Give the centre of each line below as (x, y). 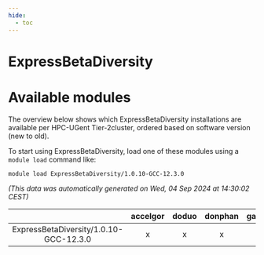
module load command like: (52, 159)
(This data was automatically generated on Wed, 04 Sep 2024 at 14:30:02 (129, 188)
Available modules (70, 97)
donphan (222, 216)
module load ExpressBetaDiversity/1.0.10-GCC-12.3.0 (96, 173)
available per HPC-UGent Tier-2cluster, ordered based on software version (129, 127)
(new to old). (29, 136)
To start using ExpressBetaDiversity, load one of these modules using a (124, 151)
